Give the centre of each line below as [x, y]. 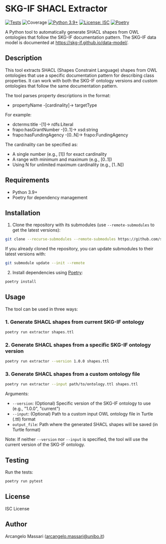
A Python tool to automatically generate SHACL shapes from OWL [72, 32]
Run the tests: [19, 472]
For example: [19, 115]
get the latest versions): [36, 230]
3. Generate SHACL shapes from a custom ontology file [73, 374]
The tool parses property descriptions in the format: [58, 95]
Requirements [27, 180]
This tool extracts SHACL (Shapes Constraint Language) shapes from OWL [81, 70]
